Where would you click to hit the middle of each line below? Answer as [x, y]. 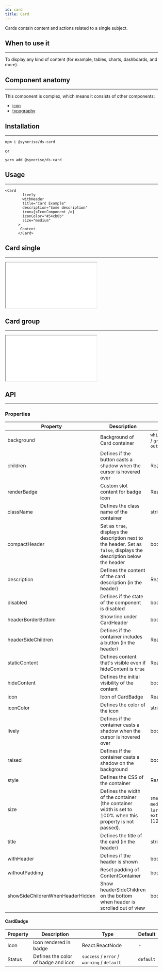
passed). [110, 828]
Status [15, 959]
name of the [114, 512]
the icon [109, 711]
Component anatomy [38, 80]
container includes [121, 637]
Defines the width [120, 791]
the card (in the [118, 842]
